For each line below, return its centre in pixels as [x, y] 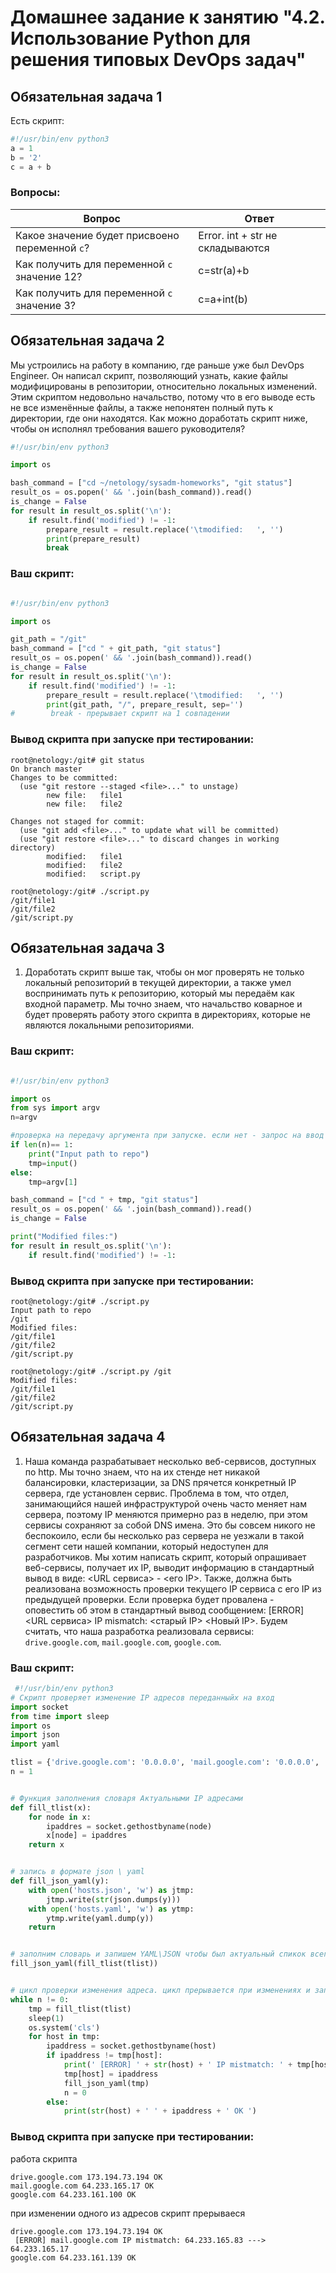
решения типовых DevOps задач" [158, 60]
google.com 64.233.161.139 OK [73, 2257]
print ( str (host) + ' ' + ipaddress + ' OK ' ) [160, 2111]
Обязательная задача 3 [87, 947]
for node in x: [60, 1817]
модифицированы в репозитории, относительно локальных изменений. [164, 386]
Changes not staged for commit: [77, 821]
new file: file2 [84, 804]
